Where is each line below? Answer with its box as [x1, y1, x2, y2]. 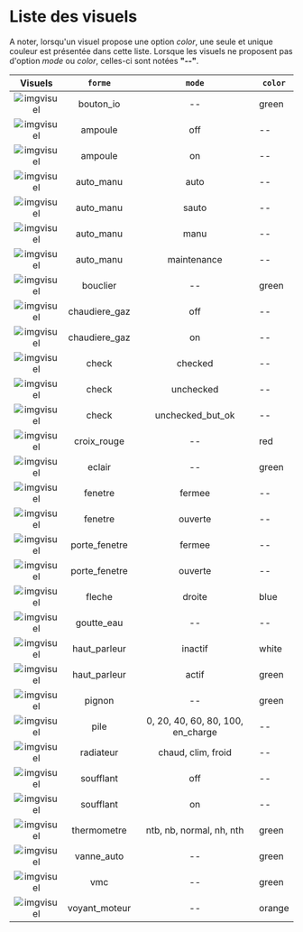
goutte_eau [75, 616, 124, 629]
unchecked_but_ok [154, 409, 235, 421]
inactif [181, 642, 209, 655]
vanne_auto [75, 850, 124, 863]
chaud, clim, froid [158, 746, 232, 759]
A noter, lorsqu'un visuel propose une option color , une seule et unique [9, 36, 273, 47]
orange [258, 901, 289, 914]
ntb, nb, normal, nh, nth [145, 824, 244, 836]
